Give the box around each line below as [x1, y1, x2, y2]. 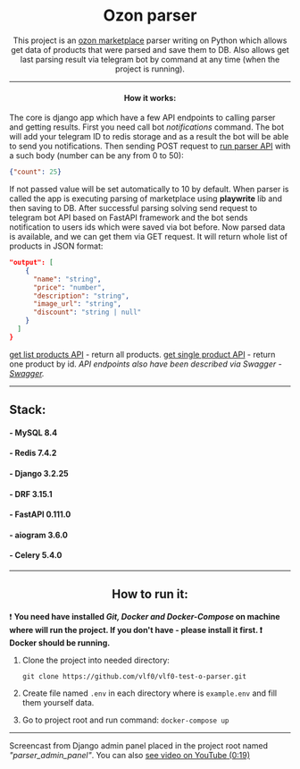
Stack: [9, 402, 46, 418]
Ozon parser [103, 5, 197, 26]
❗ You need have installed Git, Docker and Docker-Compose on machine [9, 611, 280, 621]
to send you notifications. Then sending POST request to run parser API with [9, 140, 291, 152]
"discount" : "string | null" [32, 308, 142, 317]
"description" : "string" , [32, 292, 129, 300]
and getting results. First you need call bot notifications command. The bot [9, 122, 284, 132]
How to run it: [111, 587, 189, 602]
